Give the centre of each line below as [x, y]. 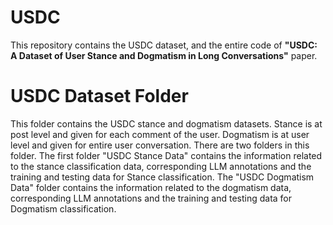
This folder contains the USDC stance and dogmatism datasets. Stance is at [166, 123]
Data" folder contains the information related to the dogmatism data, [151, 187]
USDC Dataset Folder [99, 96]
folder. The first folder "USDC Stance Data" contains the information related [166, 155]
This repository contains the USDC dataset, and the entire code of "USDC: [164, 45]
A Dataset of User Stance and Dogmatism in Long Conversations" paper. [164, 55]
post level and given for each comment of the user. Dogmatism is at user [160, 134]
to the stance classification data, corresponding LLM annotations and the [161, 166]
